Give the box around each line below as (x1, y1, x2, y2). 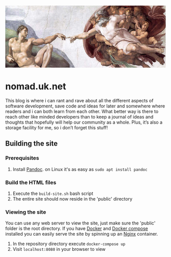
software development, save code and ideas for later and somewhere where (5, 103, 165, 109)
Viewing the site (5, 208, 46, 215)
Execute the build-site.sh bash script (12, 190, 94, 196)
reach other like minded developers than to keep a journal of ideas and (5, 113, 154, 120)
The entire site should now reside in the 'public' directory (12, 195, 133, 202)
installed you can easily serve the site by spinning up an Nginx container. (5, 231, 158, 237)
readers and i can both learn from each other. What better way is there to (5, 108, 159, 115)
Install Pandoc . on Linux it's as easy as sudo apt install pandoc (12, 166, 148, 172)
